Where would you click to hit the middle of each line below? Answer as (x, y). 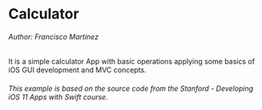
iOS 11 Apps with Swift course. (58, 96)
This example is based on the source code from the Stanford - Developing (131, 88)
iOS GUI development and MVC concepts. (77, 70)
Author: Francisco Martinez (53, 36)
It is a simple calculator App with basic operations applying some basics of (131, 62)
